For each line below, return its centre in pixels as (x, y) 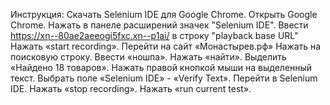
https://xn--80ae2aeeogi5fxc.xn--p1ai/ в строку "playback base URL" (154, 35)
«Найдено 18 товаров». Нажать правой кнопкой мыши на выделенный (161, 67)
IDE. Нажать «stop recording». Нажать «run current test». (131, 88)
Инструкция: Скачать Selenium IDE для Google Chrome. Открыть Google (164, 14)
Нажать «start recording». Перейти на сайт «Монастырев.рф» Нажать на (166, 46)
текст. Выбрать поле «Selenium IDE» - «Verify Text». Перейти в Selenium (164, 78)
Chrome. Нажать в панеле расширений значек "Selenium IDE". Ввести (159, 25)
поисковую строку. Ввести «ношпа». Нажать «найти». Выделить (148, 57)
